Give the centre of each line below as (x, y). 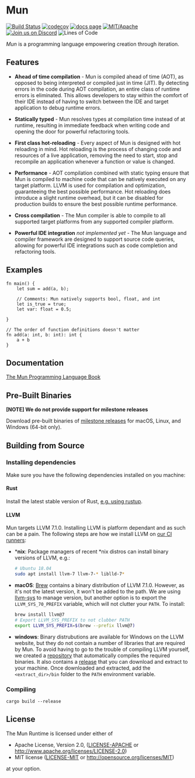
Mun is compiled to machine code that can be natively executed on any (100, 179)
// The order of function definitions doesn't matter (73, 330)
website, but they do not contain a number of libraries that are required (100, 643)
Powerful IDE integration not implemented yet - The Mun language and (100, 233)
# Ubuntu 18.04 (33, 569)
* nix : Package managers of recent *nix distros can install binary (91, 552)
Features (22, 62)
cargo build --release (34, 701)
